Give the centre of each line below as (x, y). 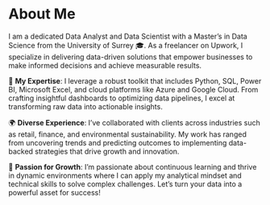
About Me (42, 14)
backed (21, 151)
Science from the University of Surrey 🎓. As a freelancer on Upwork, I (126, 45)
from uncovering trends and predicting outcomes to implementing (118, 142)
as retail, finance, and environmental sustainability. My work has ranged (128, 134)
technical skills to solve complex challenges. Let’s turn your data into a (125, 184)
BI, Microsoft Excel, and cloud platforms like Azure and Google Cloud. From (133, 89)
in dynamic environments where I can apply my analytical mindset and (125, 175)
